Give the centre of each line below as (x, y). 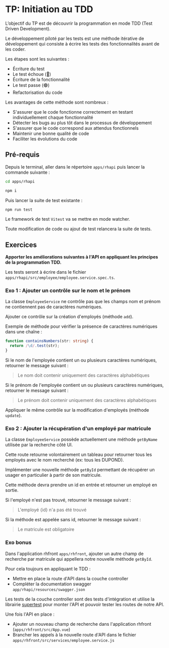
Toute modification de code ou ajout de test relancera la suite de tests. (79, 229)
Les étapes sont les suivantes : (37, 59)
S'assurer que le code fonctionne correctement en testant (73, 112)
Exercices (21, 245)
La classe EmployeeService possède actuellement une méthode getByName (81, 439)
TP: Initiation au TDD (49, 9)
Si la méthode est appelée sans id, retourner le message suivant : (73, 520)
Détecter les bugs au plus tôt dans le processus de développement (82, 123)
